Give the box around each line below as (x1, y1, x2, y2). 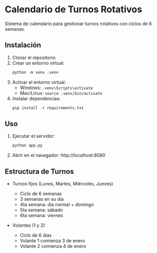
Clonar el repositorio (12, 54, 56, 60)
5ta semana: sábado (19, 207, 63, 213)
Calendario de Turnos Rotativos (5, 4, 142, 15)
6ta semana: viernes (19, 213, 64, 218)
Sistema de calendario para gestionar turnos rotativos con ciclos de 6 (5, 20, 152, 27)
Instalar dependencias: (12, 95, 61, 101)
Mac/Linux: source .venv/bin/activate (19, 90, 103, 96)
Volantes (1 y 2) (12, 222, 45, 228)
